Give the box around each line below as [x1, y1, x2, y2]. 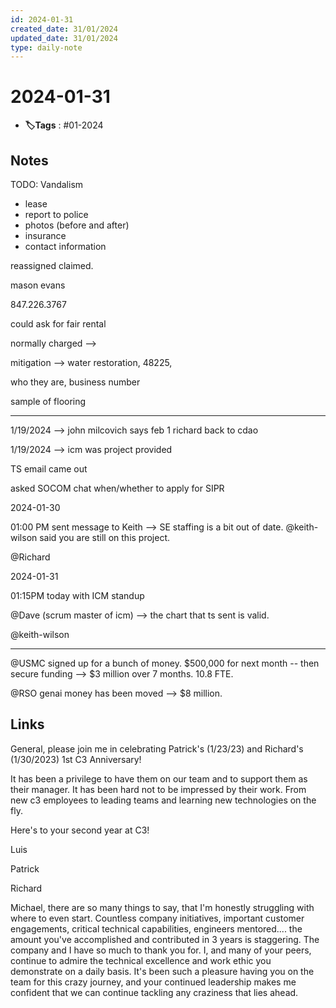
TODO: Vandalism [10, 179, 84, 190]
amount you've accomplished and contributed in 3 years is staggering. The [10, 933, 320, 945]
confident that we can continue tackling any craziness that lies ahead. [10, 986, 299, 998]
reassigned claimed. [10, 260, 94, 271]
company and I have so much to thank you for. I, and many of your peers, [10, 944, 312, 956]
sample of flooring [10, 396, 87, 407]
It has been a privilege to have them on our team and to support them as [10, 772, 308, 785]
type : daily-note [10, 42, 83, 53]
